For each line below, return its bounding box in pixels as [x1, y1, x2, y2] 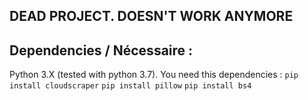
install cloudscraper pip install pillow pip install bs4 [9, 81, 252, 91]
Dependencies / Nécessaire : [9, 42, 194, 59]
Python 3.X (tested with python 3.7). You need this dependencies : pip [9, 69, 299, 81]
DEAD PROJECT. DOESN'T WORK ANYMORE [9, 8, 294, 25]
